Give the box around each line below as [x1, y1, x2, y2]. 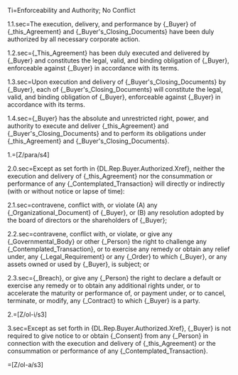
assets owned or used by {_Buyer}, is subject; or [7, 260, 150, 268]
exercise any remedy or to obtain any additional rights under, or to [7, 281, 200, 290]
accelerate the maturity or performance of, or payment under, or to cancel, [7, 289, 226, 297]
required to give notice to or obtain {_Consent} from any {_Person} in [7, 332, 209, 340]
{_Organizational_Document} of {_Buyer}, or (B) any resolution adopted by [7, 208, 225, 216]
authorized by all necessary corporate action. [7, 35, 141, 43]
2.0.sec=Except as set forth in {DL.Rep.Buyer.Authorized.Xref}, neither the [7, 164, 225, 173]
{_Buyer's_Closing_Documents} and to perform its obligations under [7, 130, 206, 137]
